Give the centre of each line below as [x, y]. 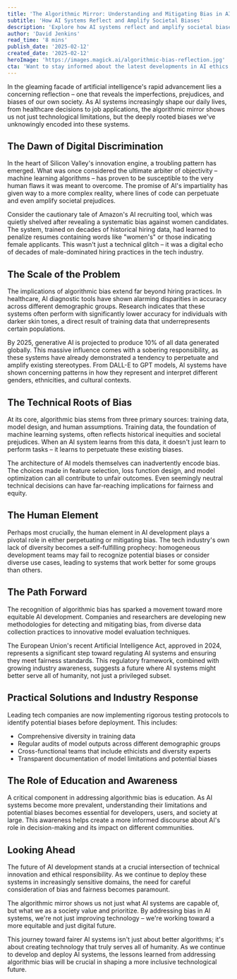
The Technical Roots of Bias [70, 403]
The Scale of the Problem [64, 274]
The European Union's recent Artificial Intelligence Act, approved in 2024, [115, 645]
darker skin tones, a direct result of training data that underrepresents [109, 322]
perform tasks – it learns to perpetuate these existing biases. [95, 450]
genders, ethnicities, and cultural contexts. [69, 380]
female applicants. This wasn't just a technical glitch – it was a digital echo [115, 245]
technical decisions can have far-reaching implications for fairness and [110, 486]
